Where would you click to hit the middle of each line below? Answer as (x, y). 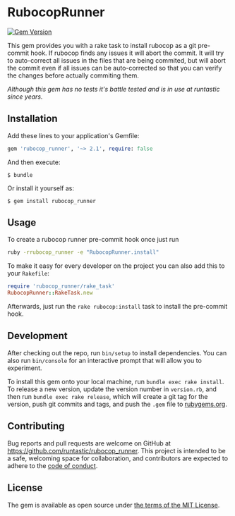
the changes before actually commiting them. (73, 75)
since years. (25, 97)
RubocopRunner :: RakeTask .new (50, 293)
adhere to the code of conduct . (53, 465)
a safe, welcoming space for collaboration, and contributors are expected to (117, 458)
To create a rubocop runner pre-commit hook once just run (93, 240)
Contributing (36, 426)
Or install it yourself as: (41, 188)
